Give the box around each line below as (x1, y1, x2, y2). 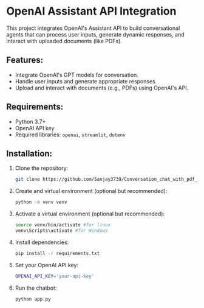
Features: (6, 55, 44, 65)
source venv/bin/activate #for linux (15, 222, 111, 228)
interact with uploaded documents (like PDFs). (6, 37, 123, 44)
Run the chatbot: (15, 284, 57, 292)
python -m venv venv (15, 199, 67, 205)
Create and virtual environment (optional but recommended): (15, 187, 168, 195)
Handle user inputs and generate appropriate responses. (15, 77, 157, 85)
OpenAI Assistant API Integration (6, 4, 177, 18)
